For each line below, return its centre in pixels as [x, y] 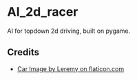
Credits [23, 52]
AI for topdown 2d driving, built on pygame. [69, 31]
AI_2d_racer [43, 12]
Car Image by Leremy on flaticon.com [71, 68]
